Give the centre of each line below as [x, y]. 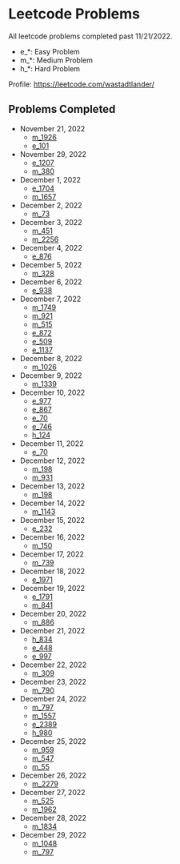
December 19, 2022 [52, 588]
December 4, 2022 [51, 247]
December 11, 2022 [52, 443]
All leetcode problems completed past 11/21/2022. [90, 36]
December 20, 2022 [53, 613]
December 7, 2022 [50, 299]
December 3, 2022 [51, 222]
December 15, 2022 [52, 520]
